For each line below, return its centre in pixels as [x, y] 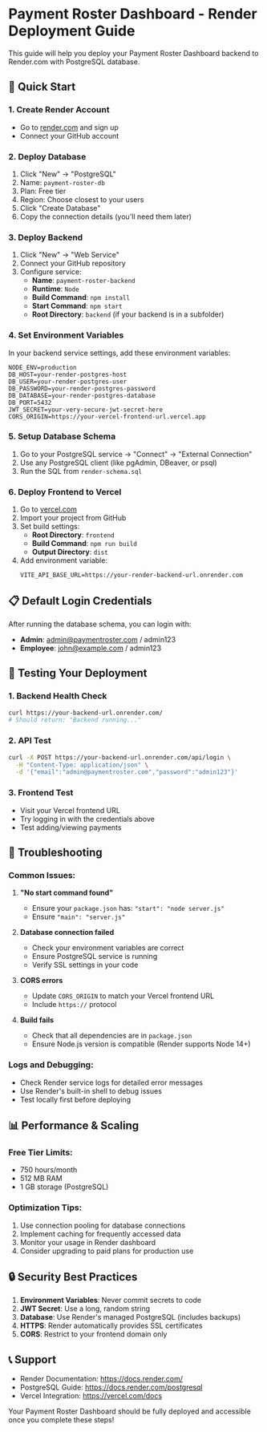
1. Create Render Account [59, 110]
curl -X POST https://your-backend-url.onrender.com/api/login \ [119, 757]
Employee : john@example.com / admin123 [91, 648]
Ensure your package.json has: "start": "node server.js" [128, 908]
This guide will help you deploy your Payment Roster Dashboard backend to [133, 53]
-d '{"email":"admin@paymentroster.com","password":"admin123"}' [127, 772]
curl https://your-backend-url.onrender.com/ [85, 713]
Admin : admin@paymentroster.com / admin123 [98, 639]
